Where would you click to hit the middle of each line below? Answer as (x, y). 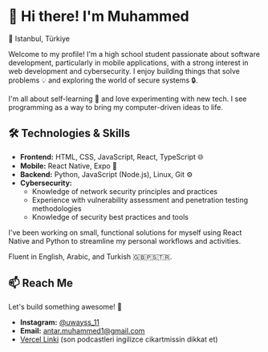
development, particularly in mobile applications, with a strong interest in (128, 63)
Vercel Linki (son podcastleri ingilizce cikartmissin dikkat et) (119, 339)
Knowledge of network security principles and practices (125, 191)
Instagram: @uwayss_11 (60, 322)
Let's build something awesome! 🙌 (65, 306)
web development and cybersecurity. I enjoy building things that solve (124, 71)
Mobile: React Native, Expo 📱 (69, 166)
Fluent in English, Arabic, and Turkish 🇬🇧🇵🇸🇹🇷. (90, 257)
